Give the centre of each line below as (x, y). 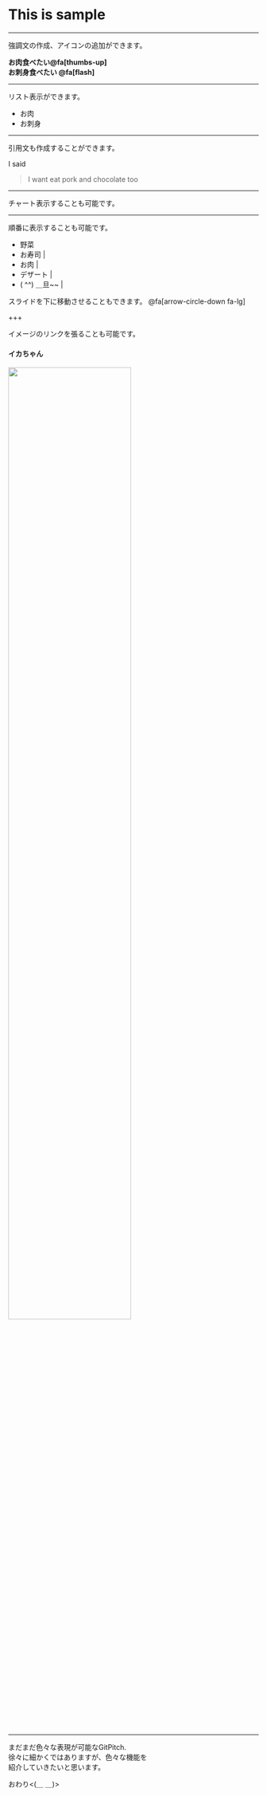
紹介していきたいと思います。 (57, 1767)
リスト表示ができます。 (46, 96)
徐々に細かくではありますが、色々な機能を (78, 1757)
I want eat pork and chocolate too (83, 179)
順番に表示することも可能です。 (60, 227)
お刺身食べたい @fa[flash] (52, 72)
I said (17, 163)
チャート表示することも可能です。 (64, 203)
